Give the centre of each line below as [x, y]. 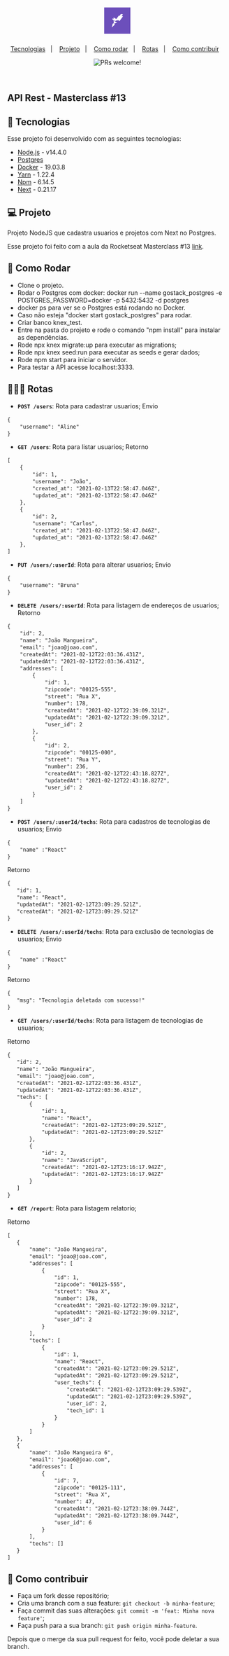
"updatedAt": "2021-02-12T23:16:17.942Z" [103, 1174]
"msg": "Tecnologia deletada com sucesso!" [81, 1000]
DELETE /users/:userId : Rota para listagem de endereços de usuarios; [118, 605]
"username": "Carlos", [65, 523]
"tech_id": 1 [86, 1410]
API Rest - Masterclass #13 [67, 98]
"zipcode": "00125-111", [90, 1488]
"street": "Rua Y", [73, 759]
